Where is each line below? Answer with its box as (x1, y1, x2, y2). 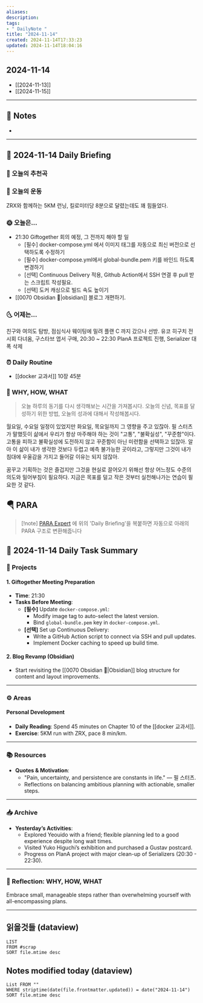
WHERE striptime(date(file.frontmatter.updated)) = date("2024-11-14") (6, 987, 190, 993)
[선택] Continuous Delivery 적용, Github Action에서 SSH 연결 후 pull (24, 271, 188, 278)
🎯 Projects (6, 564, 37, 572)
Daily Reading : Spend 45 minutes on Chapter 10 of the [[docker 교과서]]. (14, 723, 196, 730)
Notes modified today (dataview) (6, 966, 133, 976)
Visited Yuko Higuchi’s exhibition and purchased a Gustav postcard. (24, 844, 193, 851)
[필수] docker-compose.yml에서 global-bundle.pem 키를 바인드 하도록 (24, 256, 195, 263)
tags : (6, 20, 20, 26)
